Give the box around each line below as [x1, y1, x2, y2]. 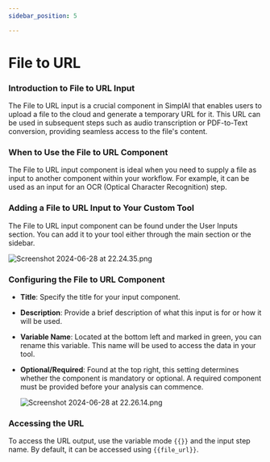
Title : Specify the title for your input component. [19, 292, 181, 301]
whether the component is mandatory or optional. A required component [19, 373, 262, 383]
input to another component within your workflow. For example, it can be [8, 174, 250, 183]
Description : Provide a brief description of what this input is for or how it [19, 308, 262, 317]
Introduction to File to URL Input [8, 82, 135, 94]
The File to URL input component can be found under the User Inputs [8, 220, 238, 230]
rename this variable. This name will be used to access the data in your [19, 341, 256, 350]
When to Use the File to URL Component [8, 147, 168, 158]
